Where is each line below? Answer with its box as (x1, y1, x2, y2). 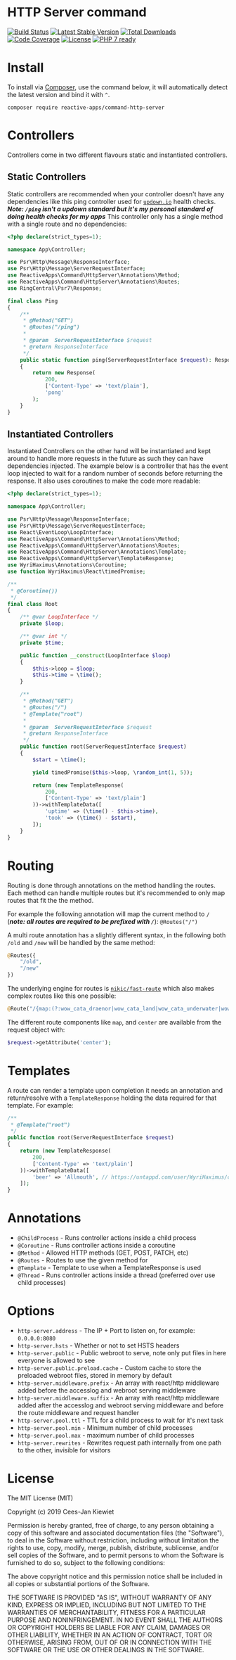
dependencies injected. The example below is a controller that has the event (7, 462, 228, 470)
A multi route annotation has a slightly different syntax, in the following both (7, 930, 226, 939)
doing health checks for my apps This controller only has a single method (7, 212, 223, 220)
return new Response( (32, 369, 96, 376)
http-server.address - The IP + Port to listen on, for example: (17, 1326, 195, 1335)
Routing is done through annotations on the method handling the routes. (7, 881, 216, 889)
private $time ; (20, 639, 65, 646)
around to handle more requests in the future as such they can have (7, 455, 204, 463)
